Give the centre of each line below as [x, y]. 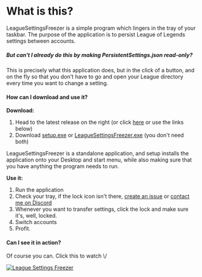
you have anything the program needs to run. [63, 166]
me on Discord [33, 203]
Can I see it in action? [34, 242]
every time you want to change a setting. [57, 83]
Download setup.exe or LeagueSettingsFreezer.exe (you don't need [99, 135]
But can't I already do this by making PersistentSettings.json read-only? [99, 55]
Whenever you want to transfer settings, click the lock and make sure [102, 209]
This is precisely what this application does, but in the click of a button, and [101, 70]
